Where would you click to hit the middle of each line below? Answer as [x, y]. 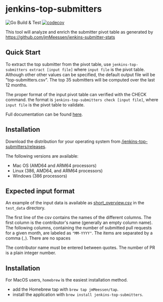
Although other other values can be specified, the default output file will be [81, 75]
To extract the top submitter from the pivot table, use [58, 64]
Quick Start [23, 52]
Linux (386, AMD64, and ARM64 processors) [58, 171]
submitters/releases [25, 146]
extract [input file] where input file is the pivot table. [87, 69]
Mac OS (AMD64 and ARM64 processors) [54, 165]
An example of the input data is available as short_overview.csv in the [75, 203]
